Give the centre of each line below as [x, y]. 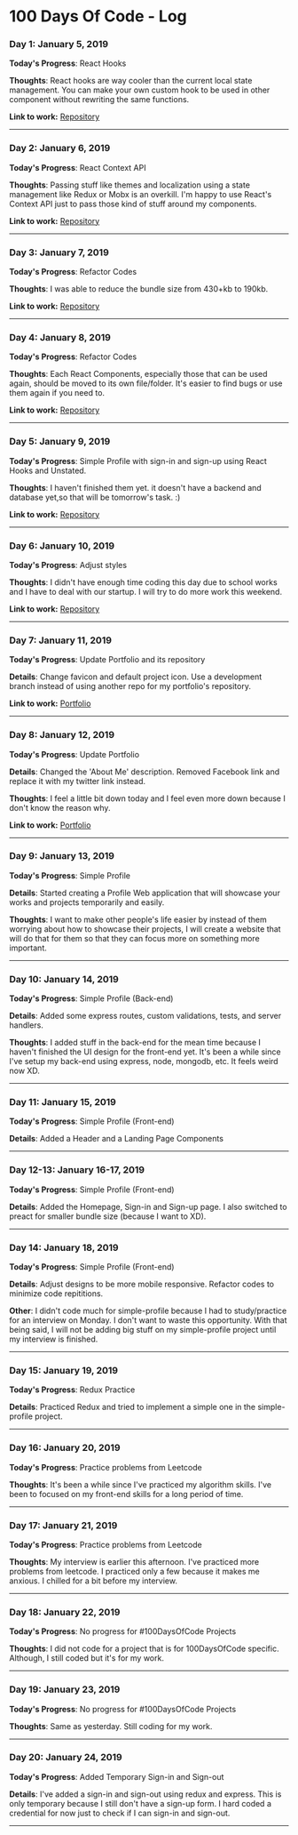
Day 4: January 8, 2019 [60, 337]
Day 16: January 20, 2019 [65, 1448]
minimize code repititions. [56, 1294]
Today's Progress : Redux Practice [72, 1390]
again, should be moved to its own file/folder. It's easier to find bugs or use [146, 383]
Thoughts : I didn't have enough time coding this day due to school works [143, 582]
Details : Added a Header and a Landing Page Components [117, 1139]
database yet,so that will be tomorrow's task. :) [95, 497]
